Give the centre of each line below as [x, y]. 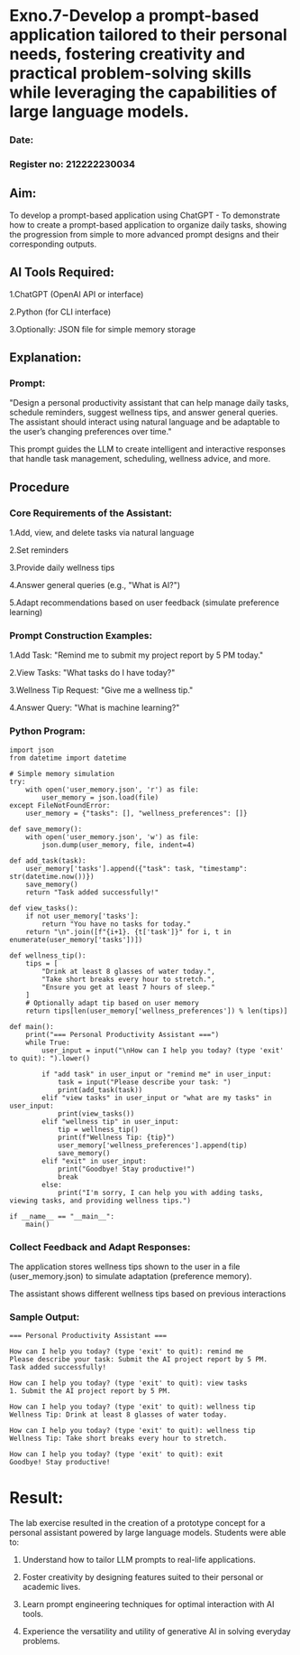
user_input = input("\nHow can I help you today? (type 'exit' [163, 1050]
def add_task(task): [48, 860]
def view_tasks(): [44, 908]
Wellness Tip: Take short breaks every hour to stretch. [118, 1439]
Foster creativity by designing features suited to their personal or [143, 1577]
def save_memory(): [46, 829]
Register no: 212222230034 [73, 164]
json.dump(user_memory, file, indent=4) [118, 845]
